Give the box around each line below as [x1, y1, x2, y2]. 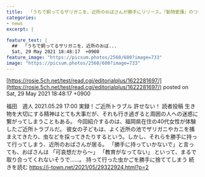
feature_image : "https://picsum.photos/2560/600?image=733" [6, 54, 163, 60]
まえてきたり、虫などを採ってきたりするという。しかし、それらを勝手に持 [6, 132, 192, 140]
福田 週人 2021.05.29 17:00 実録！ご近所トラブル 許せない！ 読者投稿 [6, 102, 184, 110]
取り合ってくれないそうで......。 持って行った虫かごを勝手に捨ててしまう [6, 156, 188, 163]
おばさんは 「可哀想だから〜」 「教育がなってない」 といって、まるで [21, 148, 197, 156]
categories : [6, 15, 37, 21]
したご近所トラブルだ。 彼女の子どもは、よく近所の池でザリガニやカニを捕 [6, 125, 195, 132]
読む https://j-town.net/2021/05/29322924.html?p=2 [16, 163, 149, 171]
